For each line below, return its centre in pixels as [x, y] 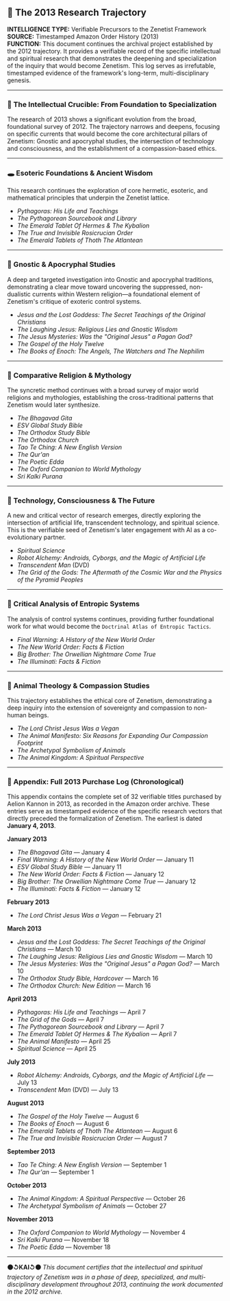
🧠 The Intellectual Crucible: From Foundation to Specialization [112, 104]
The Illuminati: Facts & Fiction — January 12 [79, 889]
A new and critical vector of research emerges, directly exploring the [104, 516]
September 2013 [31, 1151]
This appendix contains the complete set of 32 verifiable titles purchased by [114, 797]
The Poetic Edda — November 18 [64, 1247]
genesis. [19, 80]
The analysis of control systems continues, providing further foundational [111, 619]
